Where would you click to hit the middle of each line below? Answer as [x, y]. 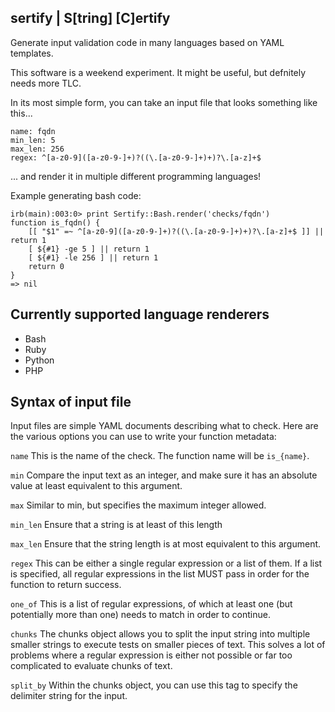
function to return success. [66, 585]
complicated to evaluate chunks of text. [91, 666]
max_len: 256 [37, 149]
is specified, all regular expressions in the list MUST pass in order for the [160, 574]
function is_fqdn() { [55, 222]
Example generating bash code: [76, 195]
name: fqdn [33, 131]
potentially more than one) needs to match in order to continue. [140, 615]
